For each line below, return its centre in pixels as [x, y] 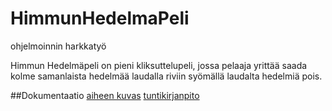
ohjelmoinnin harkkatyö [58, 46]
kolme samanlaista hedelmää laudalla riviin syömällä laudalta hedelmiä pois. [166, 76]
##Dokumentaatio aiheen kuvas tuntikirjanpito [105, 95]
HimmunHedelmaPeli [100, 18]
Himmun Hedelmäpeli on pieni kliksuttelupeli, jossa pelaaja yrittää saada [159, 65]
